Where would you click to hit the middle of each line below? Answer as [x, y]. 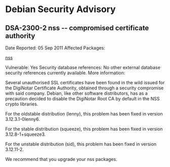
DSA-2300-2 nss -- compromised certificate [77, 28]
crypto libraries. [22, 104]
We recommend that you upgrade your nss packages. [61, 159]
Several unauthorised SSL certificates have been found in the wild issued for [85, 82]
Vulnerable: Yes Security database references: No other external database [83, 67]
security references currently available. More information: [65, 73]
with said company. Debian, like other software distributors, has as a [76, 93]
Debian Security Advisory [60, 9]
